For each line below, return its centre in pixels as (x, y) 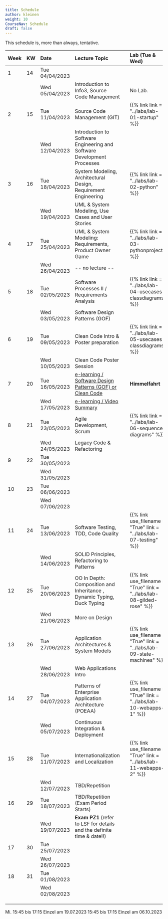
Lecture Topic (91, 58)
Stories (83, 224)
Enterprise (87, 692)
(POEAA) (85, 711)
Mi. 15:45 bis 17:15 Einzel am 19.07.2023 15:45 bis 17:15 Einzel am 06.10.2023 (84, 912)
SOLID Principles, (95, 555)
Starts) (83, 809)
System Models (93, 651)
